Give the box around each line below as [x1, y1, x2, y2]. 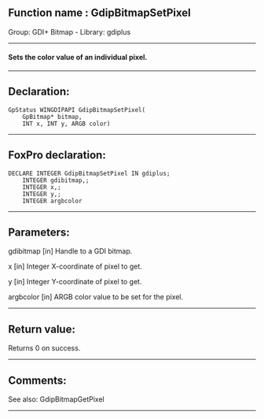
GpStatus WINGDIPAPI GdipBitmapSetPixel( [8, 106, 146, 113]
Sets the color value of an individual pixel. [8, 53, 148, 62]
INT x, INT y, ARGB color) [22, 120, 111, 128]
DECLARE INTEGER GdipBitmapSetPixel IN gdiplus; [8, 169, 170, 177]
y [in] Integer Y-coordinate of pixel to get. [8, 277, 142, 287]
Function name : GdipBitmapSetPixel [8, 6, 191, 20]
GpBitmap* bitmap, [22, 113, 82, 121]
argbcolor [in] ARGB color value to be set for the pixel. [8, 292, 184, 302]
